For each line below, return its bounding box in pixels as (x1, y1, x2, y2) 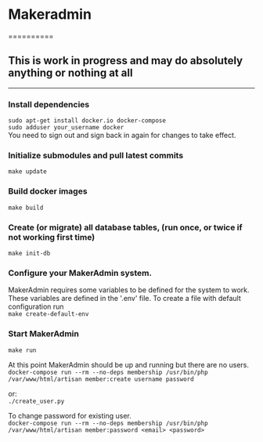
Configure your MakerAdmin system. (8, 267, 153, 278)
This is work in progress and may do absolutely (8, 54, 243, 67)
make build (8, 204, 44, 212)
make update (8, 168, 47, 176)
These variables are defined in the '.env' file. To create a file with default (8, 294, 241, 303)
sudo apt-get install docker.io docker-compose (8, 117, 167, 125)
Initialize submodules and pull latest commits (8, 150, 184, 161)
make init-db (8, 249, 51, 257)
